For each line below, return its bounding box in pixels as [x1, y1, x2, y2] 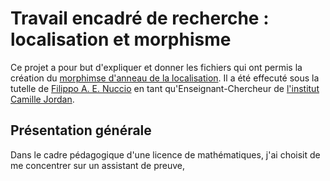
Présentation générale [10, 122, 152, 139]
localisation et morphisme [10, 28, 232, 51]
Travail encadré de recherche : [10, 7, 270, 30]
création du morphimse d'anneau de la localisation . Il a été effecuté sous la [10, 72, 320, 84]
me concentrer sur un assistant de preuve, [10, 159, 186, 171]
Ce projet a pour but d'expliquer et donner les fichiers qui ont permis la [10, 61, 303, 73]
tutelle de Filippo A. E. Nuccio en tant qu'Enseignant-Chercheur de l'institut [10, 82, 320, 94]
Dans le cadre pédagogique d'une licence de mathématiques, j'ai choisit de [10, 148, 321, 161]
